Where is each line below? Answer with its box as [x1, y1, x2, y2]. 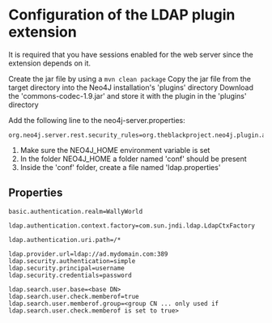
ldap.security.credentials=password [8, 271, 132, 279]
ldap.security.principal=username [8, 264, 125, 272]
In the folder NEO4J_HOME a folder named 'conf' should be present [19, 154, 247, 164]
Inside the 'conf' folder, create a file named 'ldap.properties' [19, 162, 221, 172]
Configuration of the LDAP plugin [8, 6, 236, 24]
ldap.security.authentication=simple [8, 257, 136, 265]
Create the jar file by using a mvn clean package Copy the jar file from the [8, 74, 251, 83]
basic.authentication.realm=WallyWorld [8, 207, 143, 215]
